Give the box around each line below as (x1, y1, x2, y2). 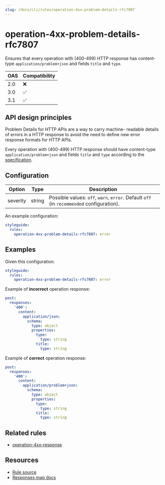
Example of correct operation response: (5, 355, 86, 361)
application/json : (23, 314, 60, 319)
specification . (5, 157, 33, 163)
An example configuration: (5, 213, 59, 219)
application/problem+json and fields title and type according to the (5, 151, 145, 158)
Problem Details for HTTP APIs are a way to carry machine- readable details (5, 126, 159, 132)
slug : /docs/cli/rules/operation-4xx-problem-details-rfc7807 (5, 7, 135, 12)
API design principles (5, 113, 72, 121)
